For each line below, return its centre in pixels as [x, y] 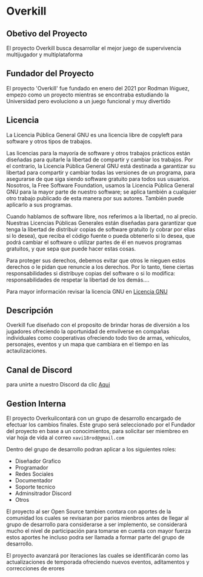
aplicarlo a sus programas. [39, 204]
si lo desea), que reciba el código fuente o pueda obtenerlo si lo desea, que [101, 235]
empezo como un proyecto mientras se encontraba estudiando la [88, 95]
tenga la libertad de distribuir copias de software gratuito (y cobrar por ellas [101, 229]
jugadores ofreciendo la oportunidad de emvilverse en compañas [88, 331]
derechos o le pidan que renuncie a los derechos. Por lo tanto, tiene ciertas [100, 267]
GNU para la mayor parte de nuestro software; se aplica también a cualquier [101, 192]
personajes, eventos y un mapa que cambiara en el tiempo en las [88, 345]
